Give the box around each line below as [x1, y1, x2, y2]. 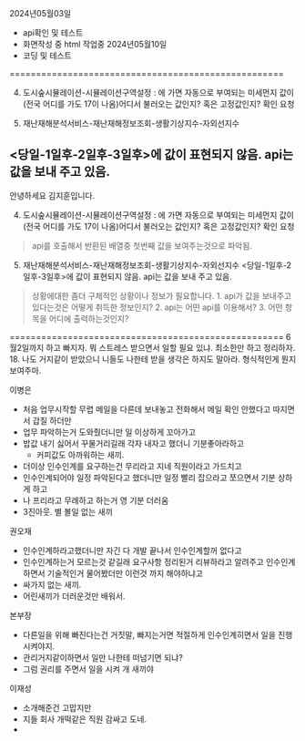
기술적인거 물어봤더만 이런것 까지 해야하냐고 [46, 568, 203, 579]
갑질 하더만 [32, 415, 72, 426]
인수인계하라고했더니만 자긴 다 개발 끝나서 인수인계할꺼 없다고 [22, 545, 243, 556]
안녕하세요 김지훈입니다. [9, 190, 96, 201]
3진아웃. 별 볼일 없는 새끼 [22, 506, 114, 517]
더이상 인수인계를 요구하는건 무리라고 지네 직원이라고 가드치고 [22, 460, 243, 471]
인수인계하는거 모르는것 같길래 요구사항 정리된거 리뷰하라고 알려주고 [22, 556, 264, 567]
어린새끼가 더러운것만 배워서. [22, 591, 126, 602]
